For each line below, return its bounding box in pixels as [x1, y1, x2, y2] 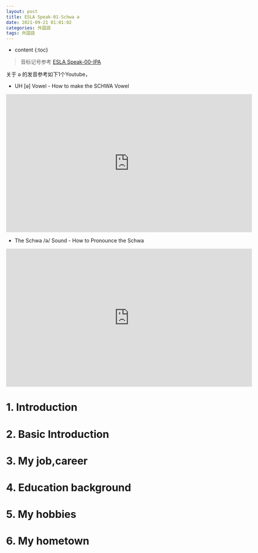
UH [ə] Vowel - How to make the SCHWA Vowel [14, 82, 130, 89]
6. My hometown [6, 534, 90, 548]
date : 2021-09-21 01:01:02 [6, 19, 72, 25]
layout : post [6, 8, 38, 15]
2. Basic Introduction [6, 427, 109, 441]
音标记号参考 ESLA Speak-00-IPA [20, 58, 101, 65]
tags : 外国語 [6, 30, 35, 36]
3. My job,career [6, 454, 88, 468]
